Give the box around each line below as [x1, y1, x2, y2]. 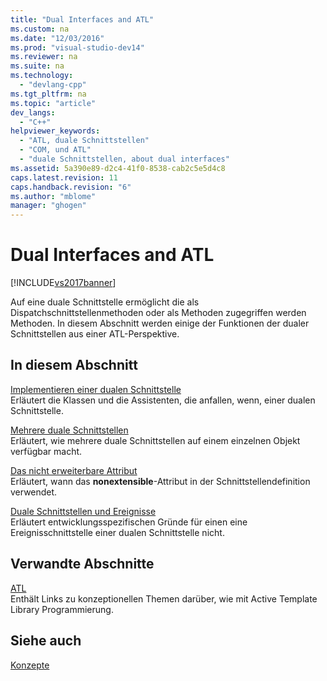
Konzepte [10, 659, 50, 671]
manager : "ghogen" [10, 201, 87, 211]
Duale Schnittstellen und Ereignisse [10, 505, 157, 517]
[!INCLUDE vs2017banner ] [10, 277, 117, 289]
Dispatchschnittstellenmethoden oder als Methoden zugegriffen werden [10, 307, 307, 319]
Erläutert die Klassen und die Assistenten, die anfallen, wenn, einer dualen [10, 394, 316, 406]
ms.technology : [10, 71, 74, 81]
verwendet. [10, 486, 58, 498]
